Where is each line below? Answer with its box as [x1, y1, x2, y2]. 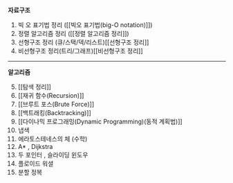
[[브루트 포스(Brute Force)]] [17, 100, 95, 108]
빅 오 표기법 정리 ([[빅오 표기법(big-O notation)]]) [17, 21, 153, 29]
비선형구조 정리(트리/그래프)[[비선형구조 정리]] [17, 47, 144, 55]
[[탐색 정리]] [17, 82, 51, 91]
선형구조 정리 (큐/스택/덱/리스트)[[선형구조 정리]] [17, 38, 149, 46]
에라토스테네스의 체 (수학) [17, 134, 88, 143]
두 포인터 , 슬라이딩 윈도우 [17, 151, 88, 159]
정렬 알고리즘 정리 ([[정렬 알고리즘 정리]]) [17, 30, 130, 37]
